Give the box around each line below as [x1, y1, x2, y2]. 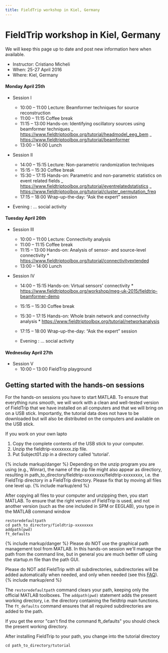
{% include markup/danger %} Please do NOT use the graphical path [5, 540, 149, 546]
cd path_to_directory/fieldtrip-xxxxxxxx [5, 523, 94, 528]
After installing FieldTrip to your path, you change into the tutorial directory [5, 633, 160, 639]
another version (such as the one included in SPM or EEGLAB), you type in [5, 503, 159, 509]
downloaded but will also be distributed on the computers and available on [5, 415, 160, 422]
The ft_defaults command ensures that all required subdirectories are [5, 602, 152, 609]
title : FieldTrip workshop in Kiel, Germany [5, 7, 100, 13]
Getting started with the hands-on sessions [5, 381, 145, 389]
